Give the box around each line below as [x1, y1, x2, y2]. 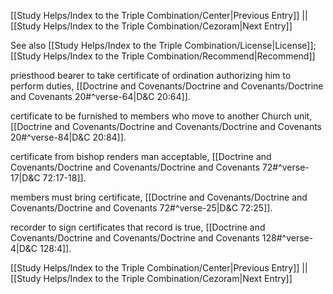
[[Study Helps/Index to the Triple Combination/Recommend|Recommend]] [10, 50, 316, 62]
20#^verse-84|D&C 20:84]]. [10, 131, 127, 143]
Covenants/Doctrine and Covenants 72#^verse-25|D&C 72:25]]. [10, 202, 273, 214]
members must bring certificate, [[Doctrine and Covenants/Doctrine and [10, 191, 308, 203]
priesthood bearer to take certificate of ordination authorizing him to [10, 70, 292, 81]
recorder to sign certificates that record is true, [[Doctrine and [10, 221, 266, 233]
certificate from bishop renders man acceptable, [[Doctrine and [10, 151, 272, 162]
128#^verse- [261, 232, 314, 244]
